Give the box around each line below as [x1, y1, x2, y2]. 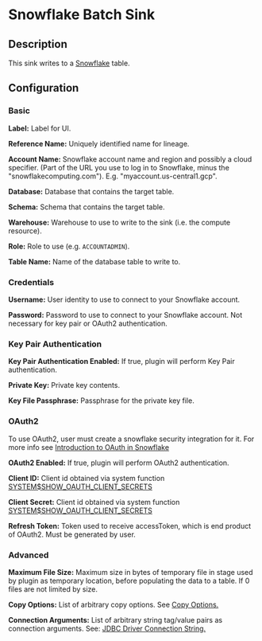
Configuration [8, 81, 79, 95]
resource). [8, 225, 42, 236]
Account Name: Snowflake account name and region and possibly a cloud [8, 154, 252, 164]
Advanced [8, 549, 49, 561]
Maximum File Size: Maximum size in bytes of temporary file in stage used [8, 567, 253, 577]
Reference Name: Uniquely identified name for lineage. [8, 139, 190, 148]
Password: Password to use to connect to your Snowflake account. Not [8, 310, 243, 319]
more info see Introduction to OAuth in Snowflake [8, 442, 169, 451]
